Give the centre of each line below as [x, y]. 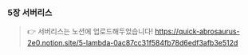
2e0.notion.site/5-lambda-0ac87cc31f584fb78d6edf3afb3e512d [132, 43]
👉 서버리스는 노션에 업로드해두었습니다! [90, 31]
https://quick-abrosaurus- [197, 31]
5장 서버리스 [30, 12]
